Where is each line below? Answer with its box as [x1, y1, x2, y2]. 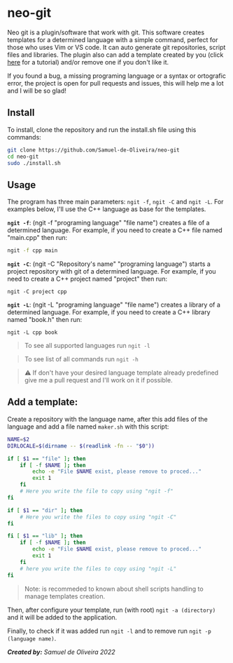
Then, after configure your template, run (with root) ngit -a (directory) [7, 605, 216, 614]
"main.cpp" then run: [7, 234, 68, 242]
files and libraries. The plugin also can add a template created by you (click [7, 51, 224, 59]
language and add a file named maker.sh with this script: [7, 422, 169, 431]
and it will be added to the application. [7, 612, 118, 622]
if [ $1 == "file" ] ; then [7, 455, 86, 462]
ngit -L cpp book [7, 329, 58, 336]
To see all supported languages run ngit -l [24, 342, 150, 350]
